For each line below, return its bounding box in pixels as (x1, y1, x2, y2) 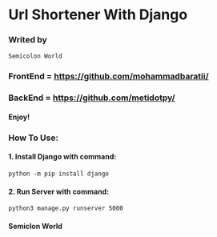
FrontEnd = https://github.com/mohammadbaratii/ (8, 70, 210, 82)
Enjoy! (8, 112, 30, 122)
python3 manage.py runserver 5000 (8, 204, 124, 213)
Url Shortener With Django (8, 6, 188, 24)
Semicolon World (8, 52, 62, 61)
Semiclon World (8, 221, 62, 231)
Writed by (8, 34, 48, 46)
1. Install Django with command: (8, 152, 117, 162)
